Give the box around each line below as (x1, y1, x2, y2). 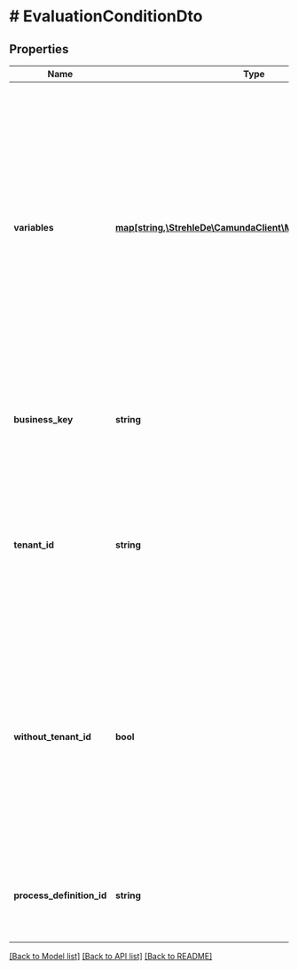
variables (13, 222, 54, 233)
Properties (9, 42, 69, 57)
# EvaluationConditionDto (9, 6, 203, 27)
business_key (13, 414, 74, 425)
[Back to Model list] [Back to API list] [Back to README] (9, 951, 213, 961)
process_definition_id (13, 889, 107, 902)
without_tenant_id (13, 730, 91, 743)
